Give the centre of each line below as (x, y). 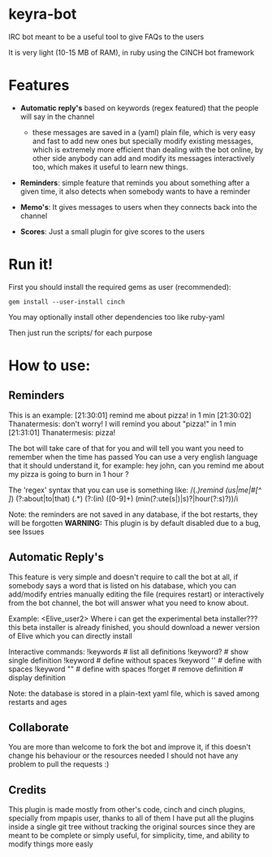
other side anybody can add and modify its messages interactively (144, 158)
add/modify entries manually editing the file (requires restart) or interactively (136, 594)
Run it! (31, 265)
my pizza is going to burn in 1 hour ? (69, 474)
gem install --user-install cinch (67, 302)
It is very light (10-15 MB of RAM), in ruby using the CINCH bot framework (131, 52)
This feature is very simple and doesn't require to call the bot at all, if (123, 577)
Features (39, 85)
